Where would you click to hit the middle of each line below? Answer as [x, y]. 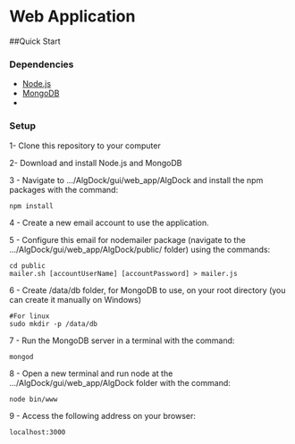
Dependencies [42, 64]
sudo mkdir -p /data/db [54, 323]
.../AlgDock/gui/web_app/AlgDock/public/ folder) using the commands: [140, 249]
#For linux [29, 316]
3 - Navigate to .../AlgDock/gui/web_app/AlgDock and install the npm [136, 180]
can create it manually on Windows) [75, 299]
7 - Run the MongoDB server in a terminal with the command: [122, 340]
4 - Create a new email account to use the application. [109, 222]
